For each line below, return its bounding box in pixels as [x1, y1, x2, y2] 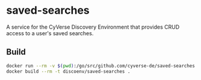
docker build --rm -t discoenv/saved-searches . [6, 68, 131, 75]
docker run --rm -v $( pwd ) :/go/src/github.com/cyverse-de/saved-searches [6, 63, 196, 69]
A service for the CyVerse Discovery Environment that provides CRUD [6, 23, 180, 30]
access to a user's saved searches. [6, 29, 94, 36]
